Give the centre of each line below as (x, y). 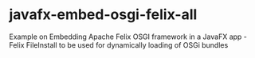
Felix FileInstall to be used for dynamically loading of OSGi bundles (119, 44)
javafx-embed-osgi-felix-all (103, 15)
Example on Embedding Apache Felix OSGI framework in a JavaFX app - (128, 37)
